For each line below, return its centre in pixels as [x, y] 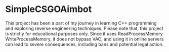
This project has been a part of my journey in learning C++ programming [81, 23]
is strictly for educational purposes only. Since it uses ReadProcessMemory [84, 33]
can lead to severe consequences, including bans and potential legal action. [84, 44]
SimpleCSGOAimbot [49, 9]
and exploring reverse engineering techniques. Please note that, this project [84, 28]
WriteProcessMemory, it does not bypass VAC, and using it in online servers [85, 39]
